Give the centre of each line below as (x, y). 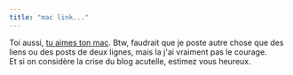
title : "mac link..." (49, 17)
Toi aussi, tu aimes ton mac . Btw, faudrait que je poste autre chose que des (146, 42)
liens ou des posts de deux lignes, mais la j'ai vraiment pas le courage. (139, 52)
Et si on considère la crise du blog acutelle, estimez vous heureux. (130, 61)
